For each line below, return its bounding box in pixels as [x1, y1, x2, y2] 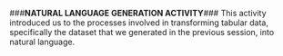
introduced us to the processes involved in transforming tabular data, [9, 17, 269, 28]
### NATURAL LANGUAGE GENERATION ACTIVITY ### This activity [9, 8, 267, 18]
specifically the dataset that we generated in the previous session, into [9, 27, 275, 37]
